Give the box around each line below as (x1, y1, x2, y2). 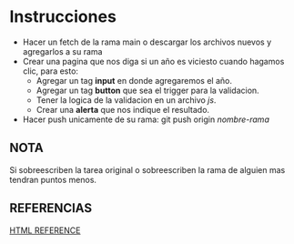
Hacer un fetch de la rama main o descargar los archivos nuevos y (22, 36, 272, 47)
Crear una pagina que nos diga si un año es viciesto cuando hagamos (22, 56, 285, 66)
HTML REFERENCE (9, 225, 81, 236)
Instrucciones (9, 6, 117, 27)
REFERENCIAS (9, 200, 93, 216)
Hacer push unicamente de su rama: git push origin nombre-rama (22, 114, 270, 125)
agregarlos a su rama (22, 46, 103, 56)
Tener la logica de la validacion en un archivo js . (35, 94, 217, 106)
